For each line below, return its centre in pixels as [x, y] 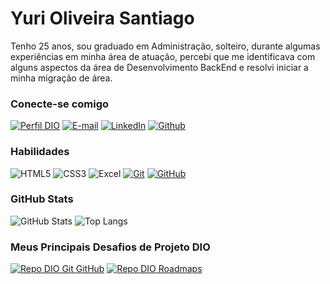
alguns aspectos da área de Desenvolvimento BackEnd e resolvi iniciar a [159, 67]
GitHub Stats [42, 199]
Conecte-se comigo [60, 104]
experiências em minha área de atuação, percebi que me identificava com [163, 56]
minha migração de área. [61, 78]
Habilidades [40, 152]
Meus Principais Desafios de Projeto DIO [110, 247]
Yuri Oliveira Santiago [102, 18]
